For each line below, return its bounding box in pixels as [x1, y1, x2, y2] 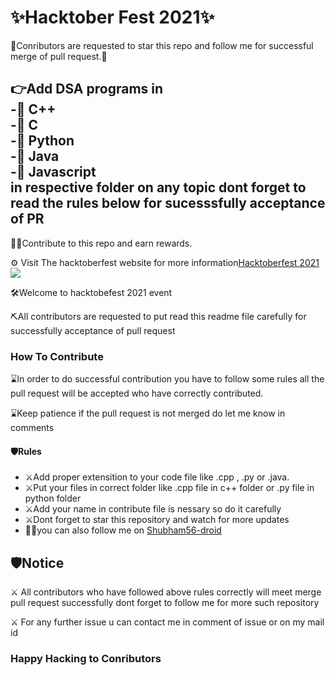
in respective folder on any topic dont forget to [10, 179, 307, 196]
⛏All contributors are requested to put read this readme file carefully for [10, 310, 307, 322]
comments [10, 422, 55, 434]
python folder [24, 492, 82, 505]
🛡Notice [10, 554, 65, 571]
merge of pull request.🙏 [10, 50, 108, 62]
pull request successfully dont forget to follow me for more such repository [10, 597, 320, 609]
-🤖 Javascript [10, 164, 97, 181]
